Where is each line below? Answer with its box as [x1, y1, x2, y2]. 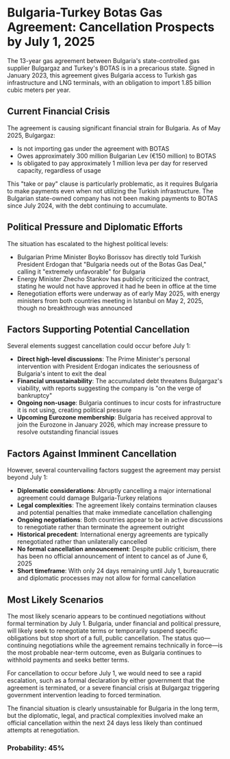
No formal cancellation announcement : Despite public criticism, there [16, 545, 217, 553]
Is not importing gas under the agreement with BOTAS [16, 144, 170, 152]
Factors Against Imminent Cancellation [7, 448, 177, 459]
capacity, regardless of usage [16, 166, 101, 174]
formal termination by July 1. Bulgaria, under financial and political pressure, [7, 619, 221, 627]
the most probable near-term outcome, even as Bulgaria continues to [7, 649, 202, 656]
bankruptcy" [16, 391, 53, 400]
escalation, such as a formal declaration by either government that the [7, 677, 205, 684]
